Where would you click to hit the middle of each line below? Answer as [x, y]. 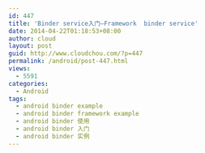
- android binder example [60, 106]
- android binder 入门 [53, 129]
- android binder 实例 [53, 136]
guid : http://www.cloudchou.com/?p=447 [76, 53]
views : [19, 69]
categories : [28, 83]
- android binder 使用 [53, 121]
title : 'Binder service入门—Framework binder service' [103, 23]
